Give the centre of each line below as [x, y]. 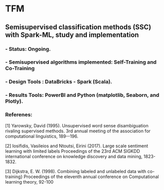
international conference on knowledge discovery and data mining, [74, 156]
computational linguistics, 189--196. [42, 136]
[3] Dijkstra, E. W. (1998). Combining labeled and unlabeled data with [76, 171]
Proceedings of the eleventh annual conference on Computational [91, 177]
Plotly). [14, 101]
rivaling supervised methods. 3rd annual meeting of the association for [78, 131]
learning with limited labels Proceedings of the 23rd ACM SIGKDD [73, 151]
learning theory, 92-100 [29, 182]
